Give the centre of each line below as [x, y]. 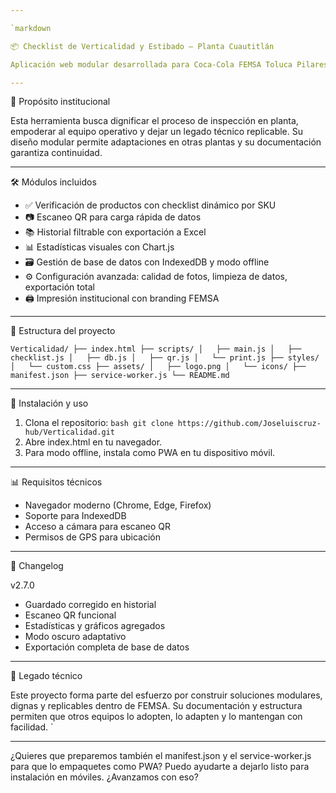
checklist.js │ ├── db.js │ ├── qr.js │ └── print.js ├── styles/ [165, 358]
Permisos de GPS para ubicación [92, 537]
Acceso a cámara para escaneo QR [97, 527]
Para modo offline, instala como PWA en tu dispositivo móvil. [150, 453]
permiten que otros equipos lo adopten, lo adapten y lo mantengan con [156, 717]
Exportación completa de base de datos [107, 647]
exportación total [59, 287]
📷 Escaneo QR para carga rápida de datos [113, 217]
